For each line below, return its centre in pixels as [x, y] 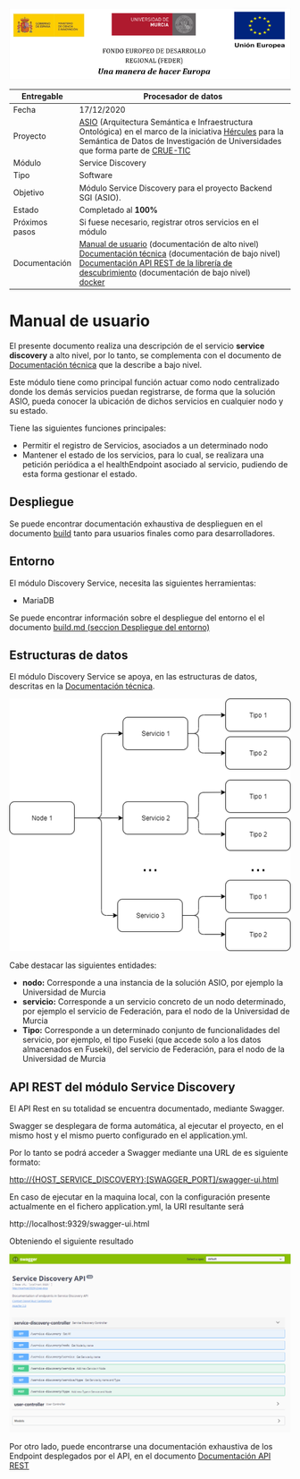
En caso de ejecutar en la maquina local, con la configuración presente [140, 1197]
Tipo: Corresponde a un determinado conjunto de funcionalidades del [151, 1030]
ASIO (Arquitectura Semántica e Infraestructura [166, 122]
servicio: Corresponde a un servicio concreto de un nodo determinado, [154, 1002]
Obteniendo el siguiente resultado [71, 1241]
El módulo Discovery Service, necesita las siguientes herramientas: [133, 583]
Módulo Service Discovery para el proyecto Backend [175, 188]
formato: [25, 1162]
